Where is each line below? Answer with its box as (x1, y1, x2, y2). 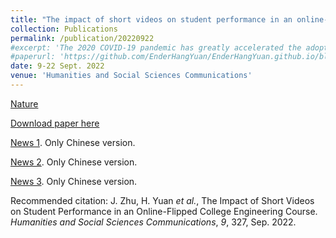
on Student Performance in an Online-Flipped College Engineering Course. (10, 205, 318, 217)
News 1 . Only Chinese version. (10, 136, 136, 148)
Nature (10, 97, 39, 110)
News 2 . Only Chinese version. (10, 156, 138, 168)
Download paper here (10, 117, 100, 129)
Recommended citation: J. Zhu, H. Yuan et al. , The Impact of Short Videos (10, 194, 315, 206)
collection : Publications (10, 24, 118, 34)
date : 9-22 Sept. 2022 (10, 61, 105, 71)
